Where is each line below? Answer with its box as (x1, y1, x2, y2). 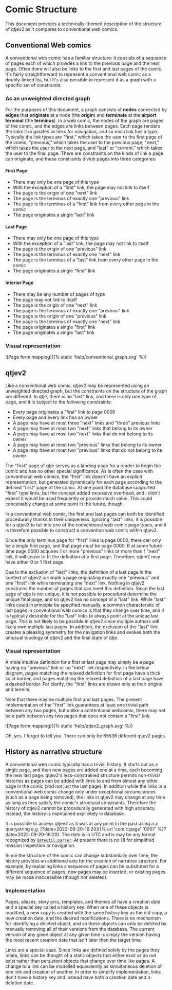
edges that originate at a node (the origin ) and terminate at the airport (5, 112, 157, 118)
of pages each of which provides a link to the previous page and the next (5, 60, 160, 66)
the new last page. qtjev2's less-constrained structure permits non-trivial (5, 772, 160, 778)
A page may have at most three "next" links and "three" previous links (12, 419, 161, 426)
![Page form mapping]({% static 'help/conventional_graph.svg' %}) (5, 353, 147, 360)
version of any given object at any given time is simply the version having (5, 931, 161, 938)
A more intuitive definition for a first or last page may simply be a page (5, 659, 154, 665)
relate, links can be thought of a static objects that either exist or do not (5, 952, 157, 959)
